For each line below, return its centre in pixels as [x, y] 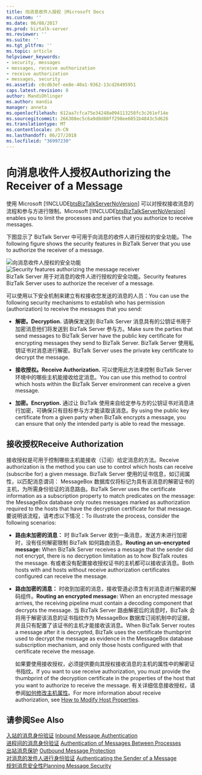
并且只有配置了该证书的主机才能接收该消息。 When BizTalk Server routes [105, 625]
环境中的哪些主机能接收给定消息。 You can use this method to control [101, 377]
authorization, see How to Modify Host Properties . [77, 699]
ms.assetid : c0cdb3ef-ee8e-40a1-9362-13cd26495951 [71, 85]
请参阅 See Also [35, 720]
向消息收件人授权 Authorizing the [89, 172]
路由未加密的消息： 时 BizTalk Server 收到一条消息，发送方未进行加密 [101, 535]
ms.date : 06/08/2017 [32, 23]
